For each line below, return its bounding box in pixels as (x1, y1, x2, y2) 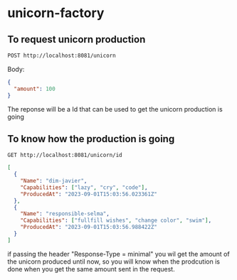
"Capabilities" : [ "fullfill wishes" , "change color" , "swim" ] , (20, 217, 212, 225)
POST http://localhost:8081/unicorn (7, 52, 116, 59)
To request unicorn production (7, 33, 146, 45)
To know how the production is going (7, 133, 175, 145)
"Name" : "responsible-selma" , (20, 210, 110, 217)
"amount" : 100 (14, 85, 56, 92)
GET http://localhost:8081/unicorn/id (7, 151, 122, 159)
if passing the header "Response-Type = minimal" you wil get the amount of (7, 249, 230, 258)
